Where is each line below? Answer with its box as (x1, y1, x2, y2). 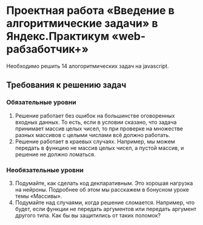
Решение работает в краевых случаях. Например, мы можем (15, 138, 176, 145)
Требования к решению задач (6, 80, 127, 90)
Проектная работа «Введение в (6, 4, 175, 18)
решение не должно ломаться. (15, 150, 96, 158)
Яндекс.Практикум (6, 30, 110, 43)
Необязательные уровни (6, 166, 84, 174)
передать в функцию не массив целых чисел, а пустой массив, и (15, 144, 184, 152)
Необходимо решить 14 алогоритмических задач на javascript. (6, 62, 169, 70)
